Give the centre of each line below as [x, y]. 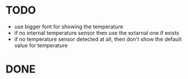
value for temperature [41, 45]
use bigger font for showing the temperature [68, 27]
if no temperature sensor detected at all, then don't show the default [98, 39]
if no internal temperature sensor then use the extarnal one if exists [97, 32]
